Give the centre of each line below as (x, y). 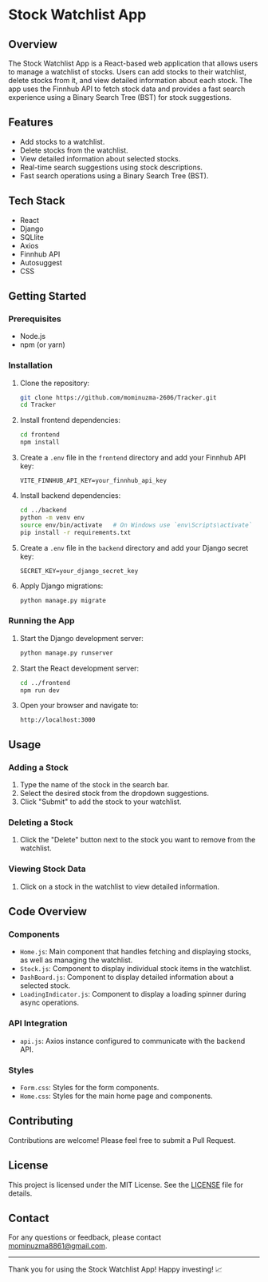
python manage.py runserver (66, 653)
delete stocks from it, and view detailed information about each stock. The (130, 80)
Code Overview (48, 912)
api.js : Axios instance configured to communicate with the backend (132, 1041)
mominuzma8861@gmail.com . (58, 1246)
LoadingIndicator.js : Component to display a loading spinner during (133, 994)
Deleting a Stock (41, 822)
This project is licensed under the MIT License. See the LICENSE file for (126, 1184)
